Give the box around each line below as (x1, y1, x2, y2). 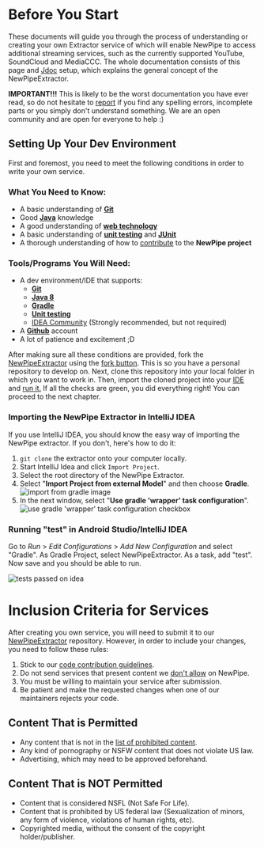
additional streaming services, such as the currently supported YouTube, (8, 48, 245, 58)
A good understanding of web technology (19, 222, 158, 231)
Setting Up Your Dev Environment (8, 137, 176, 151)
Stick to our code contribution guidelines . (19, 659, 155, 669)
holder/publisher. (19, 832, 75, 841)
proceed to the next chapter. (8, 392, 101, 401)
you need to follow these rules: (8, 644, 109, 654)
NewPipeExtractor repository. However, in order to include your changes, (8, 635, 247, 646)
